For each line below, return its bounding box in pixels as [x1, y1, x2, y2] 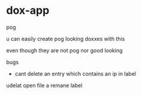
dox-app [6, 4, 50, 17]
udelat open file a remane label [6, 82, 83, 89]
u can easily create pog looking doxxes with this [6, 35, 125, 42]
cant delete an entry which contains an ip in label [14, 70, 137, 77]
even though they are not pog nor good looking [6, 46, 123, 54]
